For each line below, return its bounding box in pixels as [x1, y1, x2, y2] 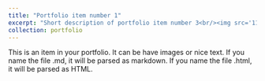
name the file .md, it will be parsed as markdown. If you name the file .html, [8, 56, 252, 65]
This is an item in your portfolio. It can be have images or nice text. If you [8, 48, 244, 57]
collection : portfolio [8, 26, 83, 34]
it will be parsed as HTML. [8, 64, 93, 74]
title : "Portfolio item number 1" [8, 11, 122, 20]
